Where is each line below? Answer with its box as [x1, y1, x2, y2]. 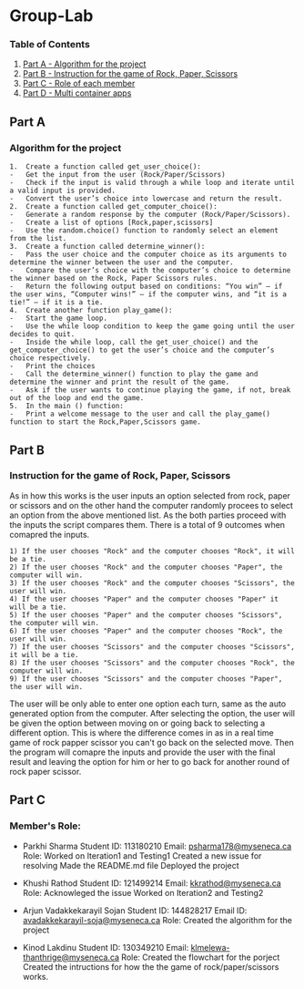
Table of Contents [9, 38, 91, 51]
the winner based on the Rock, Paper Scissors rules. [9, 274, 218, 283]
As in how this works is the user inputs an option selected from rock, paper [9, 489, 291, 501]
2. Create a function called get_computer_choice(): [9, 202, 218, 211]
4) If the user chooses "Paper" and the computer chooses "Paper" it [9, 594, 279, 603]
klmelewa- [190, 942, 230, 953]
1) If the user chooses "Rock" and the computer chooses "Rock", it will [9, 546, 296, 556]
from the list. [9, 234, 67, 243]
